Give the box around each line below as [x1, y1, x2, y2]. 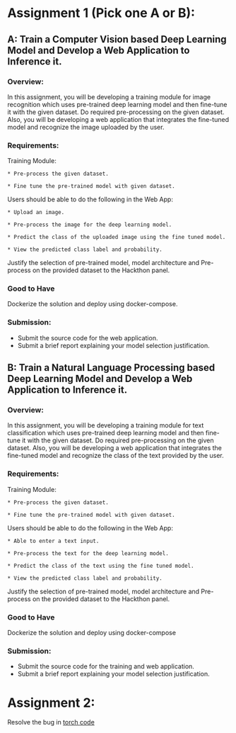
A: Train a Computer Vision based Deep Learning [7, 33, 228, 45]
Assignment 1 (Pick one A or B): [7, 5, 196, 21]
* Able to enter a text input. [7, 537, 100, 544]
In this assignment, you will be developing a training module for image [7, 92, 211, 101]
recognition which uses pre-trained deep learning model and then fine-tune [7, 100, 228, 108]
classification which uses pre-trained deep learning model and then [7, 429, 204, 437]
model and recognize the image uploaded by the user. [7, 123, 165, 131]
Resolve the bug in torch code [7, 718, 95, 727]
